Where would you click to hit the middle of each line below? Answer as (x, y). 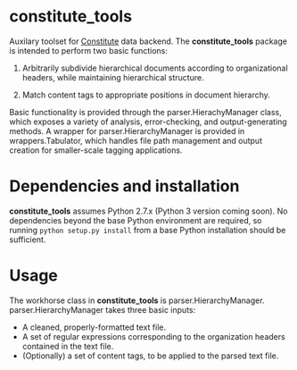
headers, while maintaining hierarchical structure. (113, 77)
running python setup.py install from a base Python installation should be (148, 230)
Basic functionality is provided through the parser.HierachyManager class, (146, 112)
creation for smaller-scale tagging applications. (96, 150)
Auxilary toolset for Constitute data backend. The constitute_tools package (148, 41)
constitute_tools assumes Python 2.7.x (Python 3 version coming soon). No (148, 211)
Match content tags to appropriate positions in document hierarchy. (146, 95)
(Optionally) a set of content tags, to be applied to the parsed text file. (150, 356)
